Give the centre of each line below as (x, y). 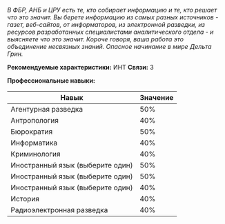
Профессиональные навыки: (51, 81)
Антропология (35, 120)
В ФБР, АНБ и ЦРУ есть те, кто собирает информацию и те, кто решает (112, 10)
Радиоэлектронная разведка (59, 210)
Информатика (34, 143)
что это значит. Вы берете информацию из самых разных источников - (113, 17)
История (25, 199)
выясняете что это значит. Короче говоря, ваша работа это (96, 39)
